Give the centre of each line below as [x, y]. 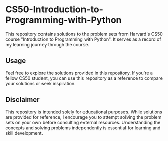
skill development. [24, 133]
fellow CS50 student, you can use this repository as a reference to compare [84, 78]
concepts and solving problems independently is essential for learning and [83, 128]
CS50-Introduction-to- [54, 9]
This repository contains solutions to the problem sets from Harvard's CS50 [84, 34]
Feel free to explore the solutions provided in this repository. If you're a [79, 73]
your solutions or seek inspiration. [40, 83]
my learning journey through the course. [47, 44]
